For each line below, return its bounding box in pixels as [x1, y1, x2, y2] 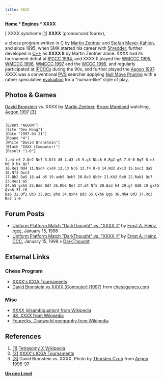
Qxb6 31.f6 [5, 188, 27, 193]
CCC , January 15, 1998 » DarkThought [12, 239, 90, 244]
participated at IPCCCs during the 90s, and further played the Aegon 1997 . [5, 66, 156, 72]
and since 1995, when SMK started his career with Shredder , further [5, 45, 142, 51]
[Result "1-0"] [5, 149, 36, 154]
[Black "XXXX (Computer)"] [5, 144, 60, 149]
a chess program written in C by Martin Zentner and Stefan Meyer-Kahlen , [5, 40, 156, 46]
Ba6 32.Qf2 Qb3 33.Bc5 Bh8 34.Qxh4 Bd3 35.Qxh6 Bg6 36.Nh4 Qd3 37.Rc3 [5, 192, 153, 197]
